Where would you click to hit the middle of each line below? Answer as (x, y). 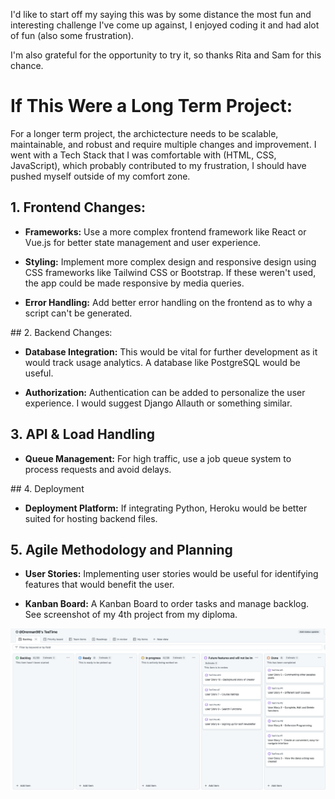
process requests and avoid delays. (98, 469)
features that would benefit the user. (99, 585)
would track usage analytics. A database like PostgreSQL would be (162, 362)
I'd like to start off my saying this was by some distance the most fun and (161, 14)
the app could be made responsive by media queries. (134, 283)
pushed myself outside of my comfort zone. (100, 176)
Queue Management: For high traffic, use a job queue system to (158, 458)
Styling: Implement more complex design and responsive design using (170, 261)
